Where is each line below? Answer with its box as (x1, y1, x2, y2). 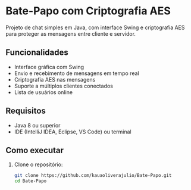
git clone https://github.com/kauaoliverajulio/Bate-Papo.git (14, 173, 172, 179)
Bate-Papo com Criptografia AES (5, 4, 171, 18)
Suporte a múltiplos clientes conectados (14, 82, 114, 89)
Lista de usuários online (14, 88, 73, 96)
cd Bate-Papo (14, 178, 47, 184)
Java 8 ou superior (14, 122, 61, 129)
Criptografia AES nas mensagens (14, 76, 96, 83)
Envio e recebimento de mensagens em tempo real (14, 70, 139, 77)
